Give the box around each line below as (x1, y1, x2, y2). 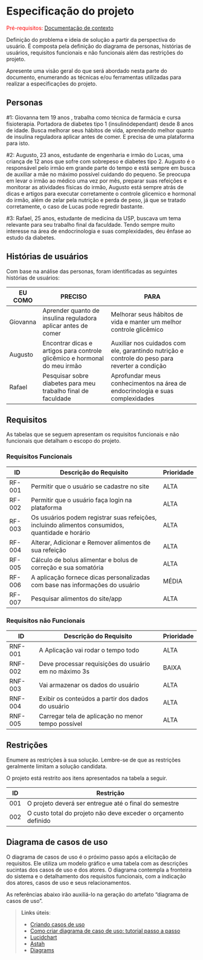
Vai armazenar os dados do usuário (39, 680, 140, 689)
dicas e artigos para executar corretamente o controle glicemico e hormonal (6, 190, 196, 197)
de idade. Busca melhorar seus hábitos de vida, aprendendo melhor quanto (6, 126, 194, 134)
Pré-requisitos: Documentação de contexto (6, 24, 114, 32)
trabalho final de (42, 386, 89, 395)
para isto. (6, 139, 30, 147)
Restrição (96, 788, 125, 797)
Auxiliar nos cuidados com (111, 338, 186, 347)
